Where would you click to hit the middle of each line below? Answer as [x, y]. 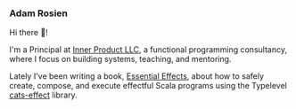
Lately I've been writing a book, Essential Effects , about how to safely [137, 76]
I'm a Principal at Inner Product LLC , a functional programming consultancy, [148, 50]
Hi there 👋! [29, 33]
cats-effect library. [43, 95]
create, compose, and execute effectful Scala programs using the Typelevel [148, 86]
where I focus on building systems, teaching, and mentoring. [120, 59]
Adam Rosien [39, 13]
